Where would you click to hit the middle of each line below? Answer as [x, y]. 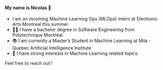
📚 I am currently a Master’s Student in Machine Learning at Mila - [81, 41]
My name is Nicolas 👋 [28, 8]
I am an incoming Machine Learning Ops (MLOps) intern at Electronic [85, 19]
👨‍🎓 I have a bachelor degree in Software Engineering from [73, 30]
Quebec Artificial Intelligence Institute [52, 48]
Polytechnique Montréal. [38, 35]
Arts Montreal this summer [40, 24]
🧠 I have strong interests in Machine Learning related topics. [75, 53]
